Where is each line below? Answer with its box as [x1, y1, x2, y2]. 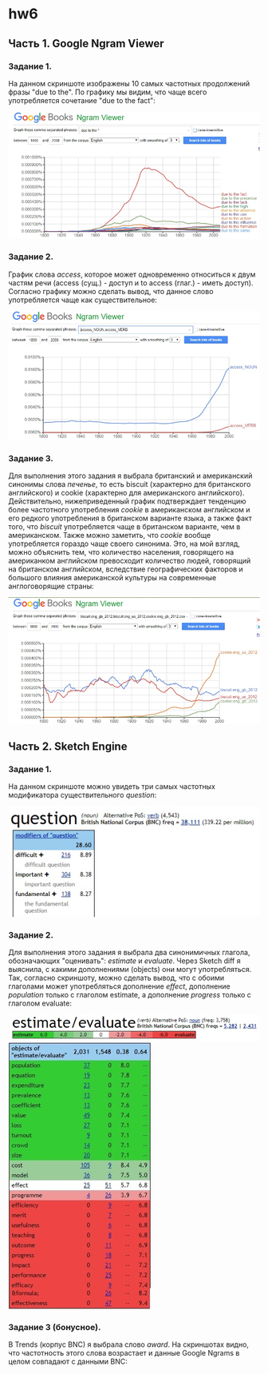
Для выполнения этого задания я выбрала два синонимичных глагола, [8, 948, 250, 958]
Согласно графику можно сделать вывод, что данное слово [8, 286, 214, 296]
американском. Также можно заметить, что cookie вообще [8, 530, 211, 540]
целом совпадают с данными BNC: [8, 1356, 128, 1367]
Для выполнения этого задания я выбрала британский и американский [8, 471, 253, 480]
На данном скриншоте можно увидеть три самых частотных [8, 782, 215, 791]
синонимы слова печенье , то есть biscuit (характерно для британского [8, 479, 251, 488]
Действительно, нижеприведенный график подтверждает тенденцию [8, 496, 246, 506]
